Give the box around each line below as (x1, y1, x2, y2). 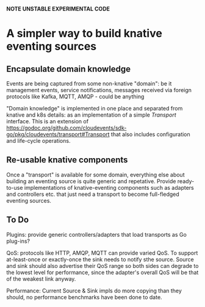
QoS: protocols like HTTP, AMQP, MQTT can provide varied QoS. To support (6, 249, 198, 256)
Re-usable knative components (6, 155, 128, 165)
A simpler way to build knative (6, 27, 163, 40)
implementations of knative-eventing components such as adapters (24, 184, 194, 191)
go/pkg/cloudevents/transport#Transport (6, 131, 110, 138)
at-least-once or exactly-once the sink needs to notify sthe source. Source (6, 256, 194, 263)
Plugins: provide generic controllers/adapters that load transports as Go (6, 231, 187, 238)
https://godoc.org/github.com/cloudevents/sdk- (6, 125, 127, 131)
